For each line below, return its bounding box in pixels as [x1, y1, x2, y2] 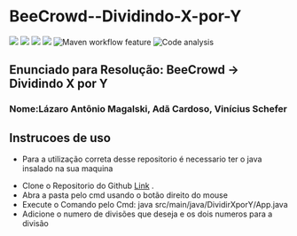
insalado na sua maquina [21, 163, 113, 174]
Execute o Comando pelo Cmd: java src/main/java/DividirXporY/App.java [21, 200, 288, 210]
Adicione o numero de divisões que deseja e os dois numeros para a [21, 208, 273, 219]
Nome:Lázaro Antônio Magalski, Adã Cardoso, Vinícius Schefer [9, 103, 288, 115]
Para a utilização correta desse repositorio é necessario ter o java [21, 153, 262, 165]
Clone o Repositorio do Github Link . [21, 180, 154, 192]
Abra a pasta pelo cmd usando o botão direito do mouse [21, 190, 229, 201]
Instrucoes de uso [9, 130, 111, 146]
